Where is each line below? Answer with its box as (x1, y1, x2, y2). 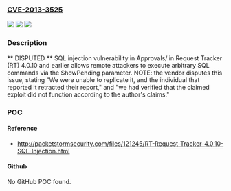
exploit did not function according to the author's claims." (7, 90, 170, 99)
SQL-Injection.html (16, 147, 70, 155)
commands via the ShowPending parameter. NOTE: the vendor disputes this (7, 68, 223, 77)
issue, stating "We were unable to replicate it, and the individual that (7, 75, 200, 84)
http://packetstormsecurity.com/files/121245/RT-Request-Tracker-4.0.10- (16, 139, 224, 148)
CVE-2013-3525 (7, 5, 63, 14)
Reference (7, 125, 38, 133)
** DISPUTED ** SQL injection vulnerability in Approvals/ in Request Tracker (7, 53, 223, 62)
